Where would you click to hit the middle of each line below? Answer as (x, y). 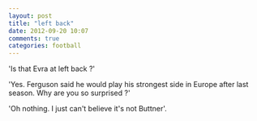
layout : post (30, 16)
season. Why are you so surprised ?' (70, 93)
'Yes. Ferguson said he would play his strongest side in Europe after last (128, 85)
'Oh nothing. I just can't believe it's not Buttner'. (88, 109)
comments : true (34, 38)
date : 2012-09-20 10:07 (49, 31)
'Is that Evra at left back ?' (52, 69)
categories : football (45, 46)
